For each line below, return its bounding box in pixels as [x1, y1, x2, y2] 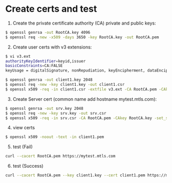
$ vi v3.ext [5, 54, 31, 59]
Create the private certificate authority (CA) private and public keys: [12, 20, 156, 26]
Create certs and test [5, 3, 97, 15]
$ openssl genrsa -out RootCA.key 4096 [5, 30, 91, 35]
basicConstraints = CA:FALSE [5, 63, 63, 68]
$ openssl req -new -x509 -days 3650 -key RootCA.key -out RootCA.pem [5, 34, 159, 40]
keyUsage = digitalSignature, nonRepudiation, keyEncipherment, [5, 68, 145, 73]
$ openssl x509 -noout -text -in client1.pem [5, 134, 104, 140]
